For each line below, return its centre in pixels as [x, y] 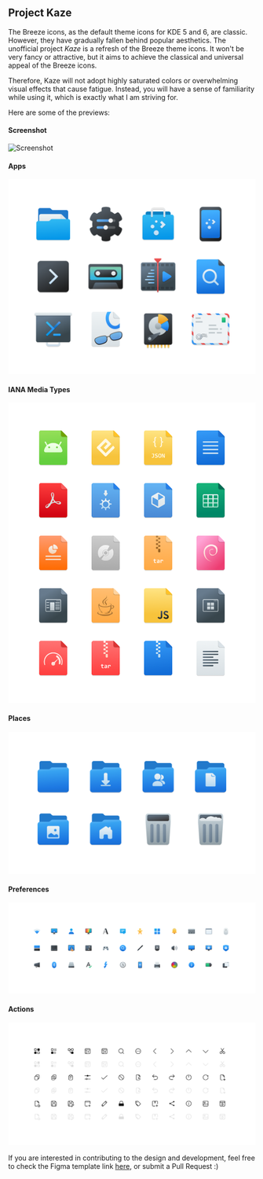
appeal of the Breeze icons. [53, 65]
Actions [21, 1009]
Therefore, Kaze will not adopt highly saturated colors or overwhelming [123, 80]
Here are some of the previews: [59, 112]
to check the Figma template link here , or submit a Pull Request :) [113, 1166]
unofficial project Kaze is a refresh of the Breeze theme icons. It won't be [126, 48]
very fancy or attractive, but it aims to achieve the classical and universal [126, 57]
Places [20, 718]
